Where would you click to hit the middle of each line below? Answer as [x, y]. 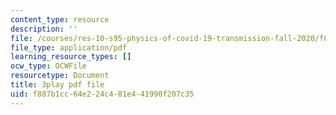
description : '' [44, 29]
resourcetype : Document [60, 76]
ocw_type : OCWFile [48, 66]
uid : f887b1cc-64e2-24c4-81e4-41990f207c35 [102, 94]
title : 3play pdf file [57, 85]
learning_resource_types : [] [71, 57]
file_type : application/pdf [69, 47]
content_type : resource [60, 19]
